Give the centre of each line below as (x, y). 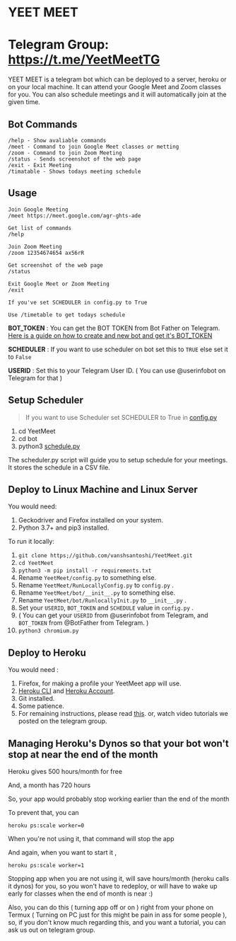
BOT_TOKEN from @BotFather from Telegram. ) (83, 623)
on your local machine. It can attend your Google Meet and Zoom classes (115, 87)
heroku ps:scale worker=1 (46, 865)
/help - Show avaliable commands (57, 140)
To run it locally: (31, 542)
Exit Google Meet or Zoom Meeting (59, 284)
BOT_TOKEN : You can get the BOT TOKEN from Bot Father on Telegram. (114, 328)
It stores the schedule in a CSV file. (59, 467)
